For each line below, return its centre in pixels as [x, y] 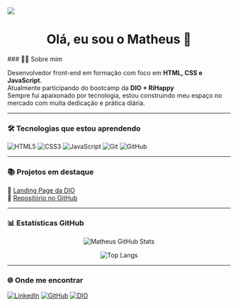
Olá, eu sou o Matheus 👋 [119, 39]
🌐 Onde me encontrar [45, 280]
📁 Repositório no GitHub [42, 197]
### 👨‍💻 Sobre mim [35, 59]
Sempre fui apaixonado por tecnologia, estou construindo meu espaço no [115, 95]
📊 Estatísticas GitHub [46, 223]
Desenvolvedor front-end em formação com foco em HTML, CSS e [105, 72]
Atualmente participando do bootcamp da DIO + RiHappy [91, 87]
